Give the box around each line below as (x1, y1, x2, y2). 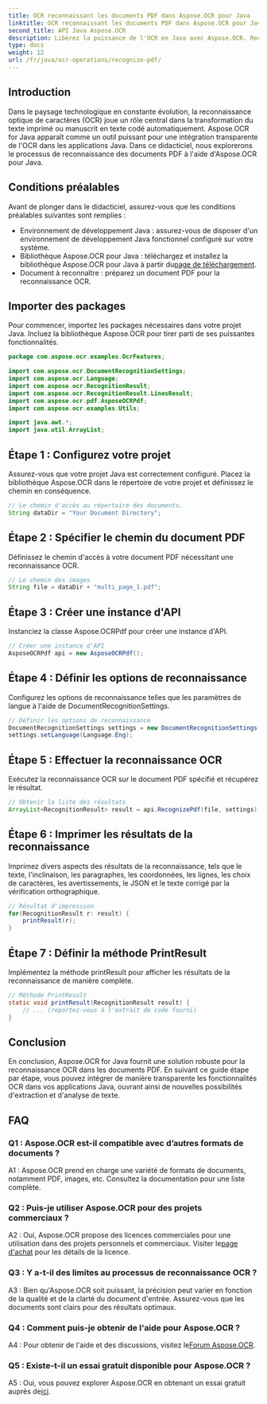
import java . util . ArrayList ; (8, 426, 105, 434)
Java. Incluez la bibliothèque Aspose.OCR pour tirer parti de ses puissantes (8, 329, 255, 338)
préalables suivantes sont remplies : (8, 210, 126, 220)
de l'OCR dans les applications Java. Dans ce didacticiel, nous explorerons (8, 140, 253, 150)
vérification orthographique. (8, 886, 100, 896)
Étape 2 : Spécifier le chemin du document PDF (8, 531, 246, 545)
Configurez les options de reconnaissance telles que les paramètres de (8, 692, 242, 702)
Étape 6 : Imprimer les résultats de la (8, 827, 193, 841)
